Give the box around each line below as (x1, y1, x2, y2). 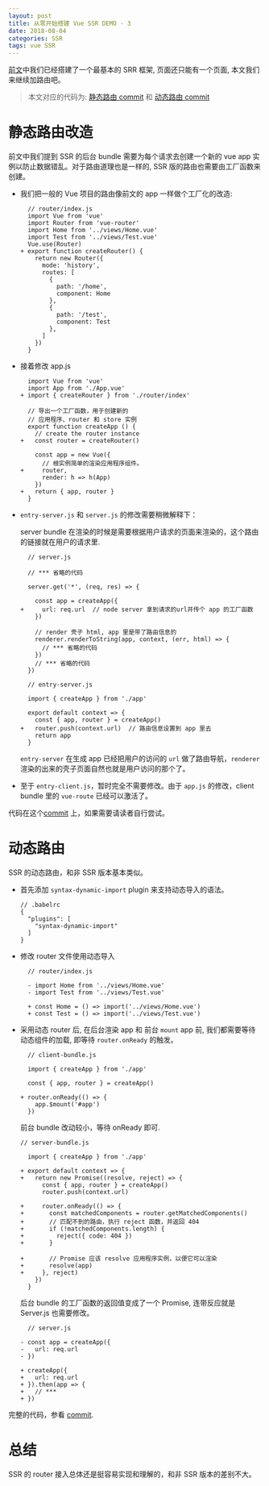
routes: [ (41, 268, 75, 277)
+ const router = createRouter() (19, 437, 140, 445)
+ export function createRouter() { (19, 248, 143, 256)
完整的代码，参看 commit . (8, 1410, 94, 1419)
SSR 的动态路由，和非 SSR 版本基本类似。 (8, 868, 147, 877)
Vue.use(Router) (27, 240, 82, 248)
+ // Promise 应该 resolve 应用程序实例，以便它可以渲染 (19, 1255, 217, 1263)
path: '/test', (56, 311, 107, 319)
